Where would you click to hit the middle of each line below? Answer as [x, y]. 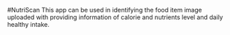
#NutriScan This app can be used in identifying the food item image [105, 10]
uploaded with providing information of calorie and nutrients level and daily [115, 17]
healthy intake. [29, 24]
